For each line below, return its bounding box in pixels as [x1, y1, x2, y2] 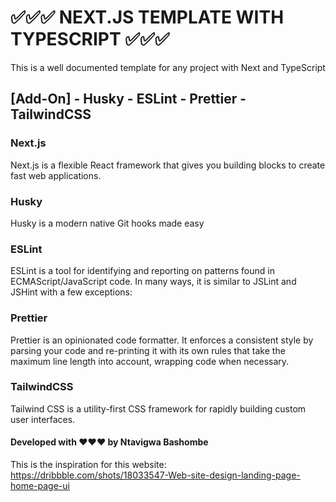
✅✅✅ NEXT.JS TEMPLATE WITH [10, 6, 285, 29]
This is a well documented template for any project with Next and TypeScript [10, 61, 326, 73]
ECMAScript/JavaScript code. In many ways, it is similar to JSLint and [10, 276, 297, 288]
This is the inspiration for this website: [10, 459, 167, 471]
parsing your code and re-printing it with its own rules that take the [10, 344, 286, 356]
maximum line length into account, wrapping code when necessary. [10, 355, 290, 367]
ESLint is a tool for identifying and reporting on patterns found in [10, 265, 275, 277]
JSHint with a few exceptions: [10, 286, 133, 298]
